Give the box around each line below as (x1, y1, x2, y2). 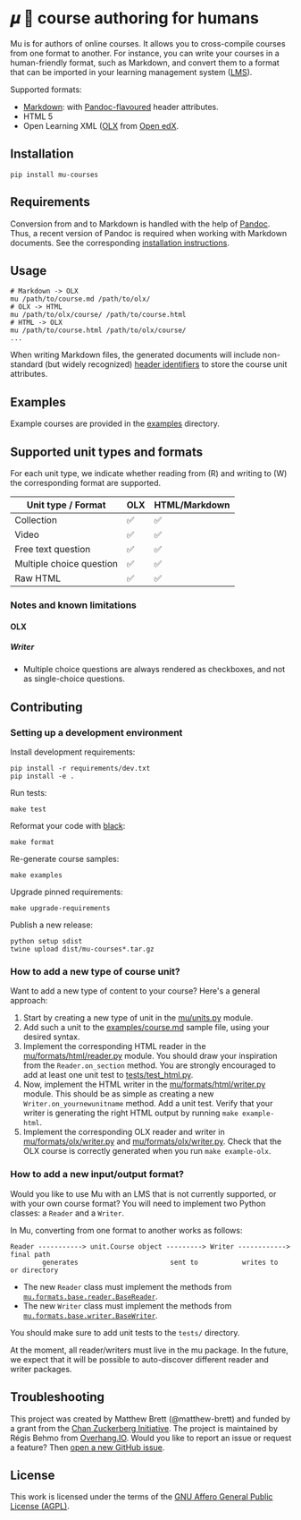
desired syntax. (22, 1031, 80, 1042)
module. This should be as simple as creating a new (22, 1089, 214, 1099)
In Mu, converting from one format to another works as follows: (10, 1225, 244, 1235)
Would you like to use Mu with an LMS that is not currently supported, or (10, 1188, 277, 1199)
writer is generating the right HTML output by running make (22, 1107, 239, 1118)
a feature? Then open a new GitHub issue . (10, 1441, 165, 1453)
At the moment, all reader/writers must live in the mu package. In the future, (10, 1345, 288, 1355)
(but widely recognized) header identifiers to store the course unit (45, 359, 288, 370)
